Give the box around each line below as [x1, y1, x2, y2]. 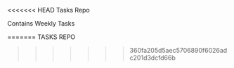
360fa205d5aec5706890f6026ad [129, 46, 228, 54]
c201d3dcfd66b [129, 53, 176, 62]
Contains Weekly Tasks [7, 19, 75, 27]
